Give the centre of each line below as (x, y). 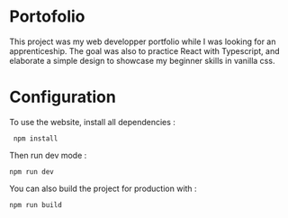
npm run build (36, 204)
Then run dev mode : (48, 155)
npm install (36, 138)
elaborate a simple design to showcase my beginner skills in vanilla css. (142, 60)
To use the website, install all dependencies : (92, 122)
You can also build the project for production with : (103, 188)
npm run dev (31, 172)
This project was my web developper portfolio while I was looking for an (143, 41)
